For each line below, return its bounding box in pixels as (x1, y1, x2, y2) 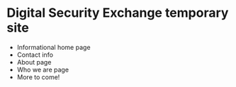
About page (16, 58, 52, 66)
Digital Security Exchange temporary (6, 5, 229, 21)
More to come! (16, 72, 60, 81)
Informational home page (16, 43, 91, 51)
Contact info (16, 51, 54, 59)
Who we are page (16, 65, 69, 74)
